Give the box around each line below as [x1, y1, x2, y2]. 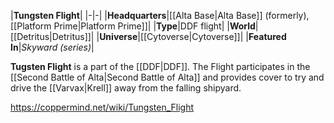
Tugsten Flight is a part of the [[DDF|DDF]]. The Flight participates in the [10, 61, 311, 72]
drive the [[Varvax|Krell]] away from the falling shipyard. [10, 82, 242, 94]
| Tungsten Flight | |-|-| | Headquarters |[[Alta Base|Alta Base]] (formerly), [10, 10, 310, 21]
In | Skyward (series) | [10, 41, 95, 53]
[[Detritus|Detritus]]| [10, 31, 95, 42]
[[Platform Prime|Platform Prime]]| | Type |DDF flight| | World [10, 20, 256, 32]
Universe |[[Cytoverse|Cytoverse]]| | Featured [99, 31, 287, 42]
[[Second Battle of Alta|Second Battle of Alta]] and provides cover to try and [10, 71, 325, 83]
